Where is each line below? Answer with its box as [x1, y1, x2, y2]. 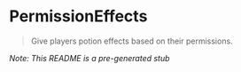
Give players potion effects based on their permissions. [30, 36, 233, 46]
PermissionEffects [9, 6, 148, 27]
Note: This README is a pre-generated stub [9, 52, 170, 63]
